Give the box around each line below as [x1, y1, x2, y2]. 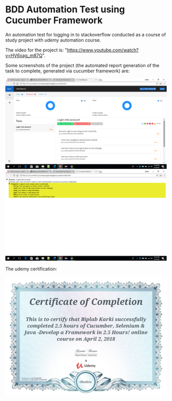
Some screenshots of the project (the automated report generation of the [5, 62, 160, 68]
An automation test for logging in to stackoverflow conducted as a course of [5, 31, 166, 37]
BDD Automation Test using [5, 4, 125, 15]
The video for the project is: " [5, 47, 68, 53]
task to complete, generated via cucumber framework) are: [5, 68, 130, 74]
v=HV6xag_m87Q [5, 52, 42, 59]
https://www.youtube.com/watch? [67, 47, 139, 53]
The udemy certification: [5, 265, 57, 272]
